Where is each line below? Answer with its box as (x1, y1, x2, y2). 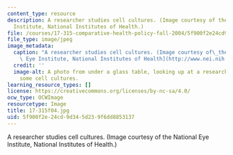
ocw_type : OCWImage (7, 95, 64, 101)
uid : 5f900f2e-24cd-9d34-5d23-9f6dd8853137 (7, 113, 135, 120)
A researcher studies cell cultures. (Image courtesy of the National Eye (7, 133, 209, 141)
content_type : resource (7, 10, 76, 17)
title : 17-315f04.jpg (7, 107, 70, 114)
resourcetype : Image (7, 101, 67, 108)
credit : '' (13, 62, 45, 69)
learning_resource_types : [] (7, 81, 92, 88)
